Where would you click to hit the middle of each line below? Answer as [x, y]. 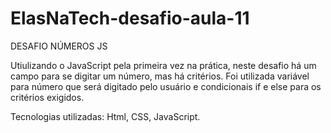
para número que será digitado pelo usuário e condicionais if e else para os [166, 86]
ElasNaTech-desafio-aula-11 [130, 18]
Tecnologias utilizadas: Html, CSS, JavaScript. [105, 116]
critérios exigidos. [47, 97]
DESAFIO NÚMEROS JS [59, 46]
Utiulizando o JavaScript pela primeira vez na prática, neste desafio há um [163, 65]
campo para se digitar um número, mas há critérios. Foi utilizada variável [160, 76]
